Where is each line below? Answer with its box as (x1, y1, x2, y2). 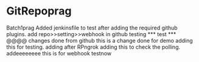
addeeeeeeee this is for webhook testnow (6, 49, 111, 57)
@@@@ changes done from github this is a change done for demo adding (6, 37, 193, 44)
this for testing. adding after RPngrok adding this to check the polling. (6, 43, 181, 51)
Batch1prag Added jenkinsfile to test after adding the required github (6, 24, 178, 31)
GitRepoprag (6, 4, 72, 18)
